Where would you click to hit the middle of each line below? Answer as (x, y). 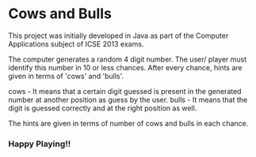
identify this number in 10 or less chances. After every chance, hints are (125, 67)
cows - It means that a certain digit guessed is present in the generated (125, 91)
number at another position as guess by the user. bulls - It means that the (128, 99)
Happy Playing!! (40, 144)
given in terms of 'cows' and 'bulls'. (66, 76)
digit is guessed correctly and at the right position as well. (103, 108)
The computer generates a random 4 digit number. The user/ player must (128, 59)
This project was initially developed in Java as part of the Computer (118, 36)
